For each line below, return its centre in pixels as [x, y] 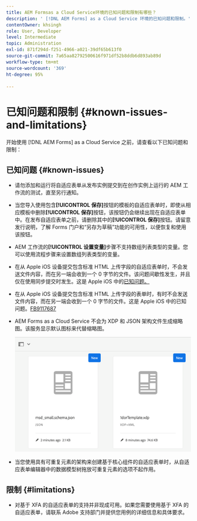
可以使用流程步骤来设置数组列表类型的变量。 [69, 254]
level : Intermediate [31, 37]
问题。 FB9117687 [35, 308]
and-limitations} [47, 125]
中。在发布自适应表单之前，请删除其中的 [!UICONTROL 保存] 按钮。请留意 [103, 220]
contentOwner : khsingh [34, 25]
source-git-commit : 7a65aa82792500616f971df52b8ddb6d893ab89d [84, 56]
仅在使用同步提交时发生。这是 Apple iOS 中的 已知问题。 [82, 281]
